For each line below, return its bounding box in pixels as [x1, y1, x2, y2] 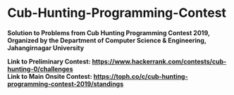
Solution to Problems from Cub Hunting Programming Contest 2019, [7, 28, 210, 37]
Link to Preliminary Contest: [7, 57, 91, 65]
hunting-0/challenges [7, 65, 73, 73]
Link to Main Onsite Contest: [7, 72, 93, 80]
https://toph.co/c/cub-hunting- [93, 72, 188, 80]
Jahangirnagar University [7, 44, 85, 52]
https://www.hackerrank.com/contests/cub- [92, 57, 227, 65]
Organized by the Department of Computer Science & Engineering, [7, 36, 207, 44]
